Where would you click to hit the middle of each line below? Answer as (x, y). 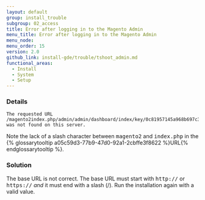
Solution (19, 165)
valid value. (21, 191)
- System (23, 75)
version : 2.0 (23, 52)
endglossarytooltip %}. (35, 149)
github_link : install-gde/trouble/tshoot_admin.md (72, 57)
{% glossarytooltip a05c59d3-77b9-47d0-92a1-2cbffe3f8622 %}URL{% (97, 143)
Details (17, 102)
